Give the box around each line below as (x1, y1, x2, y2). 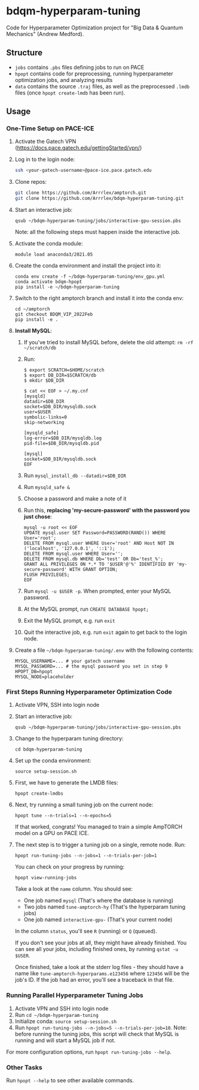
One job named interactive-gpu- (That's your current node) (23, 916, 173, 923)
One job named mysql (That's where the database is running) (23, 897, 174, 904)
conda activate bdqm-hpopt (14, 279, 82, 285)
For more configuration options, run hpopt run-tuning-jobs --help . (6, 1048, 172, 1055)
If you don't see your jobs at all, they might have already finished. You (14, 939, 187, 946)
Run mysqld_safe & (23, 484, 71, 491)
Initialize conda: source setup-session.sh (14, 1018, 117, 1025)
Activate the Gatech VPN (14, 138, 76, 145)
